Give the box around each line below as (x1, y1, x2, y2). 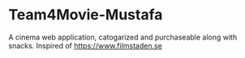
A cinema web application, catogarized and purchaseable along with (8, 32, 238, 42)
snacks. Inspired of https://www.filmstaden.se (8, 40, 162, 50)
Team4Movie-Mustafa (8, 6, 163, 24)
